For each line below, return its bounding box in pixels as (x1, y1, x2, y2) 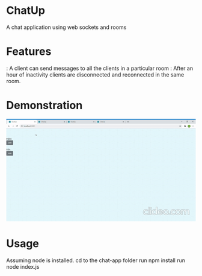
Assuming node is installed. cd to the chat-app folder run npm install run (6, 257, 185, 264)
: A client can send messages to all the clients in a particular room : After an (6, 64, 194, 72)
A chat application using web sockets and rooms (6, 24, 127, 31)
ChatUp (6, 4, 45, 17)
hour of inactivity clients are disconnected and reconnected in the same (6, 71, 185, 78)
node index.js (6, 263, 40, 271)
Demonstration (6, 99, 83, 112)
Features (6, 45, 52, 58)
